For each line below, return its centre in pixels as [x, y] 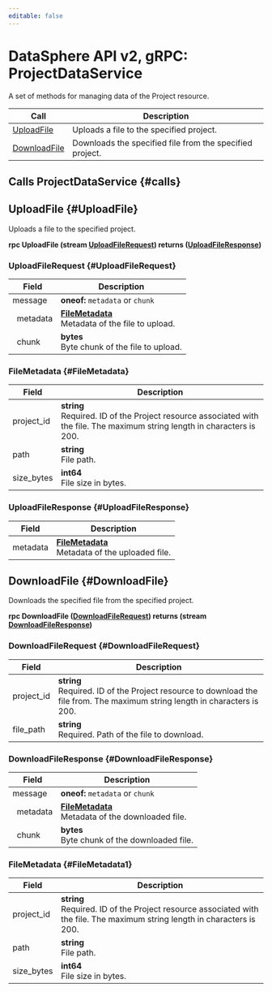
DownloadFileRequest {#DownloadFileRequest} [104, 646]
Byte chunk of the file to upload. [121, 347]
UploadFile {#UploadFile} [74, 209]
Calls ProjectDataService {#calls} [95, 181]
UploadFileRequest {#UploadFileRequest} [92, 265]
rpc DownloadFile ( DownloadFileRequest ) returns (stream [108, 616]
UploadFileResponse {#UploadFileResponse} [99, 507]
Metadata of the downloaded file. [123, 817]
